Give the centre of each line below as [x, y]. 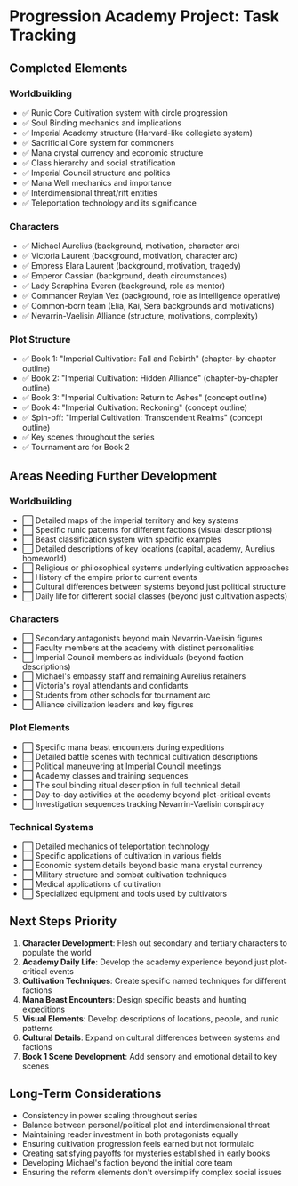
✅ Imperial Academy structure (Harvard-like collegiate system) [137, 133]
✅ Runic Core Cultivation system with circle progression [125, 112]
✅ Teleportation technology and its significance [109, 203]
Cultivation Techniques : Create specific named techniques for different [154, 980]
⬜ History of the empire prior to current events [109, 577]
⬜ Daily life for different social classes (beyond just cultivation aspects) [155, 596]
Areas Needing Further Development [113, 476]
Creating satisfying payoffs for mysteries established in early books [146, 1153]
